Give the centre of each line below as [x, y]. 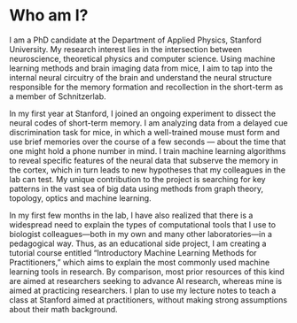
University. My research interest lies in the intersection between [125, 49]
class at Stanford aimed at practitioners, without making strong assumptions [148, 300]
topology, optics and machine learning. [81, 198]
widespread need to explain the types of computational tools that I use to [143, 224]
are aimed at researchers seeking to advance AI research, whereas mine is [145, 281]
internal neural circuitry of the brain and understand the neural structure [141, 77]
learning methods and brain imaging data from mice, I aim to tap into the [141, 68]
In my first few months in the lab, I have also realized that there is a [131, 215]
